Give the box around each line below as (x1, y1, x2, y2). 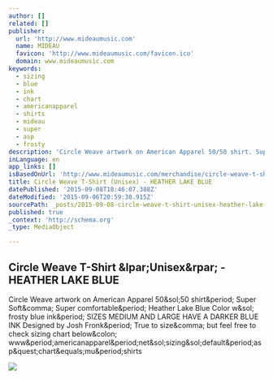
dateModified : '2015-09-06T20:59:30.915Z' (8, 192, 154, 201)
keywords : (8, 65, 42, 73)
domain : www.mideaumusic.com (15, 58, 115, 66)
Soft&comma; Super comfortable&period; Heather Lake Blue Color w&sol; (8, 303, 254, 312)
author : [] (8, 11, 45, 20)
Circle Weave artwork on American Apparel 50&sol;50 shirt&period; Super (8, 294, 257, 304)
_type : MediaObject (8, 223, 75, 231)
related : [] (8, 19, 49, 28)
